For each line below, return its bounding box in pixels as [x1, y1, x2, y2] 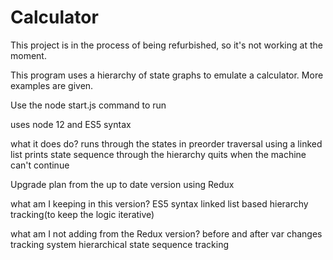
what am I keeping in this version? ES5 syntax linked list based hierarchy [10, 197, 309, 210]
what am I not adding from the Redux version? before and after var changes [10, 227, 323, 240]
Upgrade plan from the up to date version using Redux [10, 178, 235, 190]
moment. [10, 49, 47, 61]
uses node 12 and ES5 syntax [10, 118, 132, 130]
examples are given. [10, 79, 94, 91]
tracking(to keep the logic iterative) [10, 208, 155, 220]
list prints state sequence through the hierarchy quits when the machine [10, 148, 307, 160]
